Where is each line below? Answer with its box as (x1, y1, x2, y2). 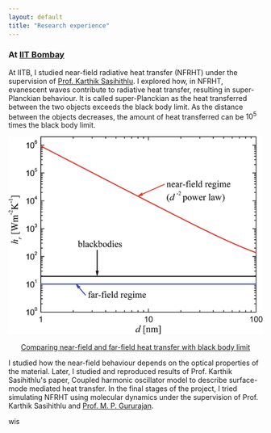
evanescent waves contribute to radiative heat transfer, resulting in (8, 85, 231, 95)
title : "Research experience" (8, 21, 110, 30)
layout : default (8, 13, 63, 21)
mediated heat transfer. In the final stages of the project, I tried (29, 384, 238, 393)
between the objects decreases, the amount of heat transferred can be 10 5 (8, 110, 257, 121)
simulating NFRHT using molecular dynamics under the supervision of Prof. (8, 392, 259, 401)
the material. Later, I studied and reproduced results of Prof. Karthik (8, 366, 232, 376)
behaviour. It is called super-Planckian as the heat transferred (42, 93, 248, 103)
